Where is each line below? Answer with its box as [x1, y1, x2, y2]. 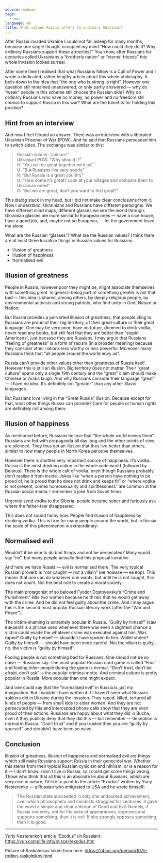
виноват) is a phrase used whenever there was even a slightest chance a [5, 624, 151, 630]
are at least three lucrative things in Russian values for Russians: [5, 237, 134, 243]
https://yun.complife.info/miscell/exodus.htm [5, 838, 95, 844]
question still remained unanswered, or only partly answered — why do [5, 84, 147, 90]
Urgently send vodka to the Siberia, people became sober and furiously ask [5, 498, 156, 504]
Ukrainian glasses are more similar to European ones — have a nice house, [5, 212, 154, 218]
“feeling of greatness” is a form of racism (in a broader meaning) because [5, 340, 153, 346]
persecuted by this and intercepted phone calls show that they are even [5, 705, 149, 711]
